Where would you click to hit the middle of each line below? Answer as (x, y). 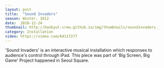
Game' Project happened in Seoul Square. (47, 60)
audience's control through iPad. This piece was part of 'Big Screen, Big (78, 55)
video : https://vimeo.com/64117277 (41, 37)
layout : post (18, 9)
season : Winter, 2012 (27, 18)
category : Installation (29, 32)
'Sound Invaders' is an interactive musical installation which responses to (79, 50)
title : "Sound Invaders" (31, 14)
